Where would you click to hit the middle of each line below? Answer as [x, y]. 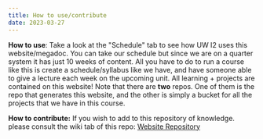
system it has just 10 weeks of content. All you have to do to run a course [126, 61]
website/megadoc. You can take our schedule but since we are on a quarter [131, 53]
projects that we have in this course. [67, 103]
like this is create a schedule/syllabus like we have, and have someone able [130, 69]
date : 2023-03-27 [37, 23]
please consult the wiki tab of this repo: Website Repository [104, 127]
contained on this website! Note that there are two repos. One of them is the [131, 86]
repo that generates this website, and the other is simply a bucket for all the [130, 94]
